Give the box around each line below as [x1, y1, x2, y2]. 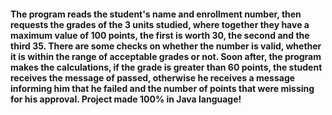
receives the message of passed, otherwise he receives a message [10, 71, 296, 84]
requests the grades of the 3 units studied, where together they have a [10, 18, 310, 30]
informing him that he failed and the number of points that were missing [10, 82, 315, 94]
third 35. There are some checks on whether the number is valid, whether [10, 40, 322, 52]
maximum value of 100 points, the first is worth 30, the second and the [10, 29, 310, 41]
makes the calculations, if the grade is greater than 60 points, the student [10, 61, 323, 73]
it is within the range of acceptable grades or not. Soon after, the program [10, 50, 322, 62]
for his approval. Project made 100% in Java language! [10, 93, 242, 105]
